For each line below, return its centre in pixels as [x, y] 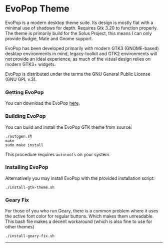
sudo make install [24, 145]
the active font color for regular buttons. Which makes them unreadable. [79, 216]
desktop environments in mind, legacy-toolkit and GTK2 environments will [81, 54]
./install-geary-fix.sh [30, 236]
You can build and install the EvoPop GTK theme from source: [69, 127]
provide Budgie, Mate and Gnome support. [49, 39]
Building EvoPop [25, 116]
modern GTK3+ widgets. [30, 64]
